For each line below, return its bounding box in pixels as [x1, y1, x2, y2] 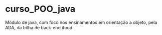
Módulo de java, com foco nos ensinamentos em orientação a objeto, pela [5, 19, 158, 25]
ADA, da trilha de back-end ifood [5, 24, 73, 30]
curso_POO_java [5, 3, 76, 15]
